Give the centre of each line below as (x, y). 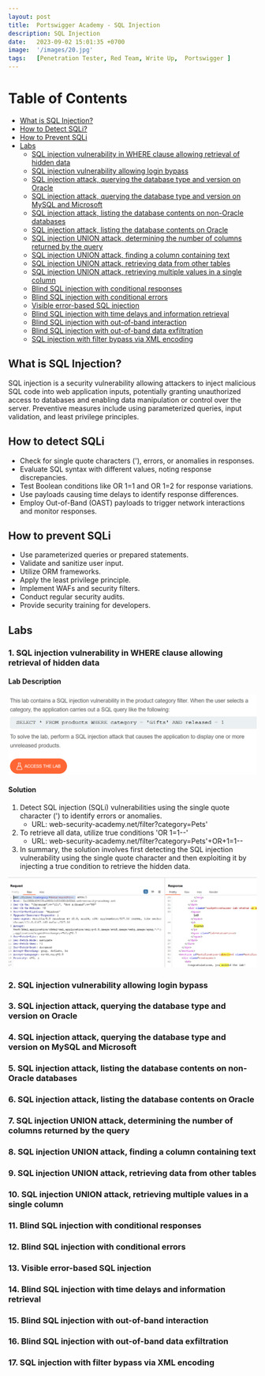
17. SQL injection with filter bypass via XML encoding (112, 1363)
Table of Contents (68, 99)
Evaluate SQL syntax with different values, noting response (115, 469)
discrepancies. (44, 477)
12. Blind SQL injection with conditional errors (97, 1246)
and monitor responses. (58, 511)
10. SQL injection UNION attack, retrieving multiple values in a (129, 1194)
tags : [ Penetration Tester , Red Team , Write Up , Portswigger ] (119, 59)
